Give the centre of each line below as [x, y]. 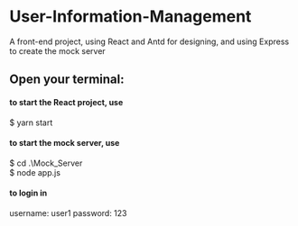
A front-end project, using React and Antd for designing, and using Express [149, 41]
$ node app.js [35, 172]
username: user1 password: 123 [68, 212]
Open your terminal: [67, 80]
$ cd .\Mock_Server [46, 163]
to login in [28, 193]
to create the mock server [57, 50]
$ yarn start [31, 122]
